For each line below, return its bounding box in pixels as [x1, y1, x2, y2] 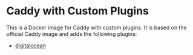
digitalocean [15, 42, 47, 49]
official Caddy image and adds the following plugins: [6, 30, 137, 37]
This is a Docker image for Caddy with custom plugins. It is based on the [6, 24, 188, 31]
